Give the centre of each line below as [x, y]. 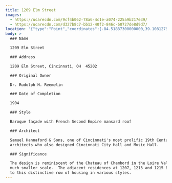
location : [16, 29]
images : [14, 15]
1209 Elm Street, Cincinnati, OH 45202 [53, 66]
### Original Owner [31, 75]
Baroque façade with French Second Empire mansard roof [71, 122]
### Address [23, 57]
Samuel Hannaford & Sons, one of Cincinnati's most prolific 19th [82, 140]
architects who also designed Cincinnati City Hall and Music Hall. [84, 145]
